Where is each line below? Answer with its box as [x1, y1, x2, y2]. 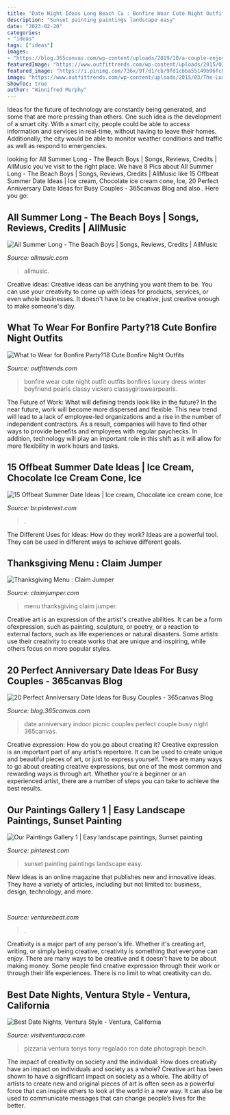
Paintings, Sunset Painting [7, 815, 122, 826]
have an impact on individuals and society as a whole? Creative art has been [7, 1065, 223, 1073]
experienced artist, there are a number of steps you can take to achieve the [7, 777, 220, 785]
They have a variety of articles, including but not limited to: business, [7, 880, 202, 888]
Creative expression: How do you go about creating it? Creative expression [7, 741, 218, 749]
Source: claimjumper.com [7, 589, 80, 597]
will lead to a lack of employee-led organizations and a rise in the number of [7, 412, 222, 420]
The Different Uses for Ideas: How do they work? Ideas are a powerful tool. [7, 530, 218, 538]
